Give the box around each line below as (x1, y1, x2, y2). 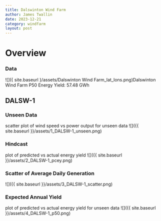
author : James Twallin (5, 12, 52, 17)
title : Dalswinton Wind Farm (5, 7, 66, 12)
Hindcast (5, 140, 28, 147)
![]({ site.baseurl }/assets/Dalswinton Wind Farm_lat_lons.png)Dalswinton (5, 76, 156, 82)
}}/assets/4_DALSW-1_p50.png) (5, 210, 71, 216)
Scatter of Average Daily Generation (5, 169, 95, 176)
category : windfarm (5, 21, 46, 26)
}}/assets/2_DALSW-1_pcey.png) (5, 157, 72, 163)
